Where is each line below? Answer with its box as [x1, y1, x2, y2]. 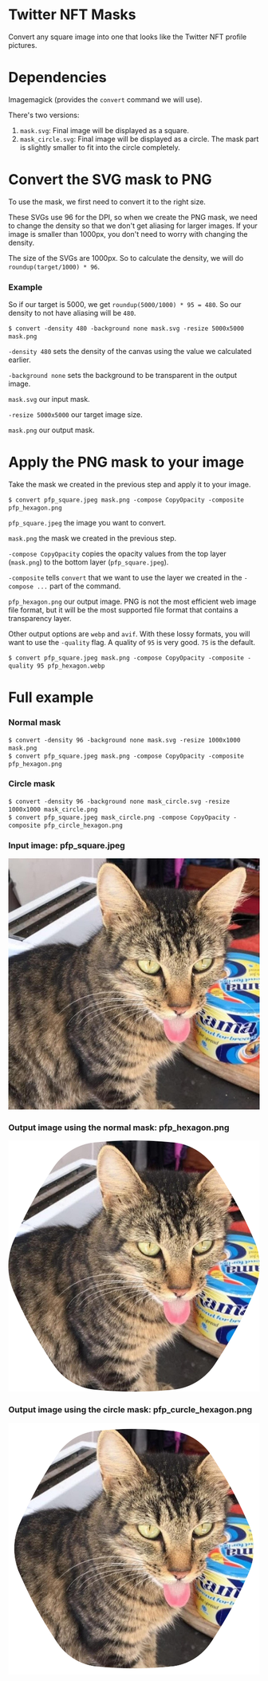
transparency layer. [8, 614, 72, 624]
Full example [8, 688, 94, 707]
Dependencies [8, 69, 107, 87]
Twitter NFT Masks [8, 6, 137, 24]
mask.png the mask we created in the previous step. [8, 533, 177, 543]
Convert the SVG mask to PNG [8, 171, 213, 189]
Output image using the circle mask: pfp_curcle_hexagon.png [8, 1404, 253, 1415]
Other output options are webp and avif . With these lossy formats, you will [8, 629, 250, 639]
